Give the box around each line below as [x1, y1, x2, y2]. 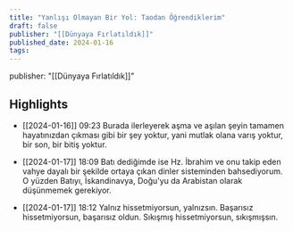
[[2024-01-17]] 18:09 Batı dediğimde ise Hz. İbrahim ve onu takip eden [21, 156, 281, 167]
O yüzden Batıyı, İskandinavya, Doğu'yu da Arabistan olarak [21, 175, 243, 186]
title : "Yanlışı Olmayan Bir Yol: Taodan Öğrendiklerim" [9, 12, 226, 22]
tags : [9, 46, 29, 55]
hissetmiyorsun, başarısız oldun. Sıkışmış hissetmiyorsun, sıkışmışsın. [21, 211, 279, 222]
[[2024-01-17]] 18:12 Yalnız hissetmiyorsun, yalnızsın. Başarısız [21, 202, 254, 212]
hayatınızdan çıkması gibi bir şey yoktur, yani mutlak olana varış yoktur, [21, 129, 283, 140]
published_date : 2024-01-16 [9, 37, 114, 47]
